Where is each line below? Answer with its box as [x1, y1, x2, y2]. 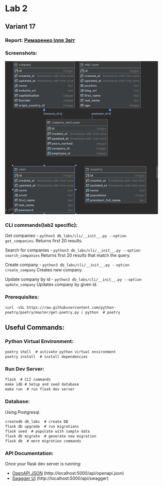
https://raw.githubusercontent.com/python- [26, 305, 116, 310]
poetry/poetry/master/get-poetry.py [5, 310, 79, 315]
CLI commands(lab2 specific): [5, 221, 78, 228]
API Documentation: [5, 450, 54, 456]
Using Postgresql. [5, 409, 41, 415]
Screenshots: [5, 50, 38, 56]
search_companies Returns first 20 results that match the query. [5, 252, 131, 258]
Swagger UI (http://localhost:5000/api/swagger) [12, 475, 109, 481]
